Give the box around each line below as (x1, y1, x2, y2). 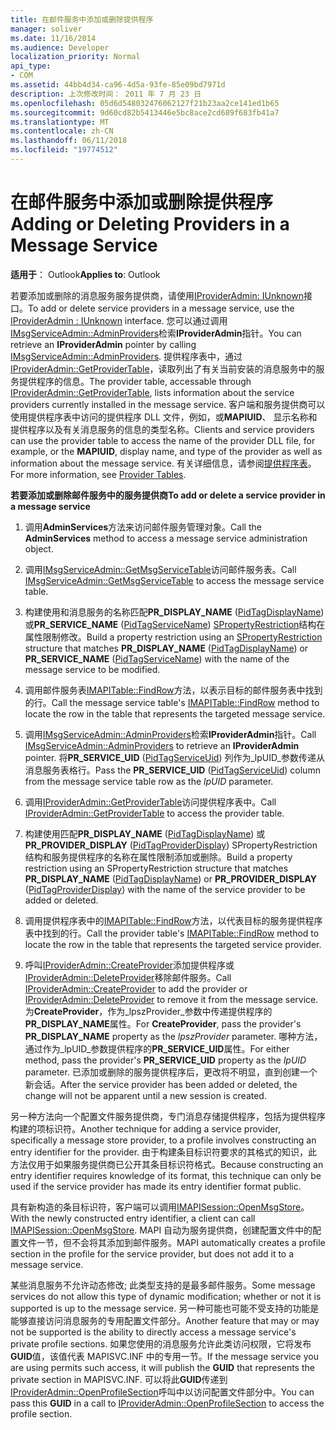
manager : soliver (10, 24, 83, 34)
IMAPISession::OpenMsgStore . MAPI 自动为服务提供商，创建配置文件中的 (10, 1224, 313, 1236)
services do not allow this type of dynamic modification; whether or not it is (10, 1290, 322, 1302)
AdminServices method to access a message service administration (24, 532, 308, 544)
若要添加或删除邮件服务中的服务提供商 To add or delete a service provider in (10, 489, 326, 501)
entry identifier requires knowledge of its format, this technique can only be (10, 1169, 322, 1181)
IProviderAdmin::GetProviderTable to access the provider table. (24, 807, 285, 819)
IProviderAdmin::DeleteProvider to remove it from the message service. (24, 993, 319, 1005)
